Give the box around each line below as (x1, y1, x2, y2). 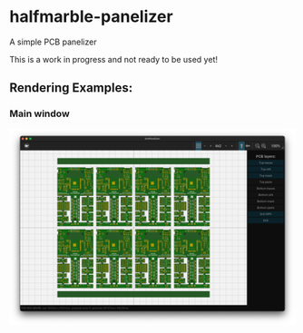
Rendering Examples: (9, 80, 133, 96)
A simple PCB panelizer (9, 36, 97, 47)
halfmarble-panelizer (9, 6, 174, 27)
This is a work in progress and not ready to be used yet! (9, 54, 218, 64)
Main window (9, 107, 70, 120)
